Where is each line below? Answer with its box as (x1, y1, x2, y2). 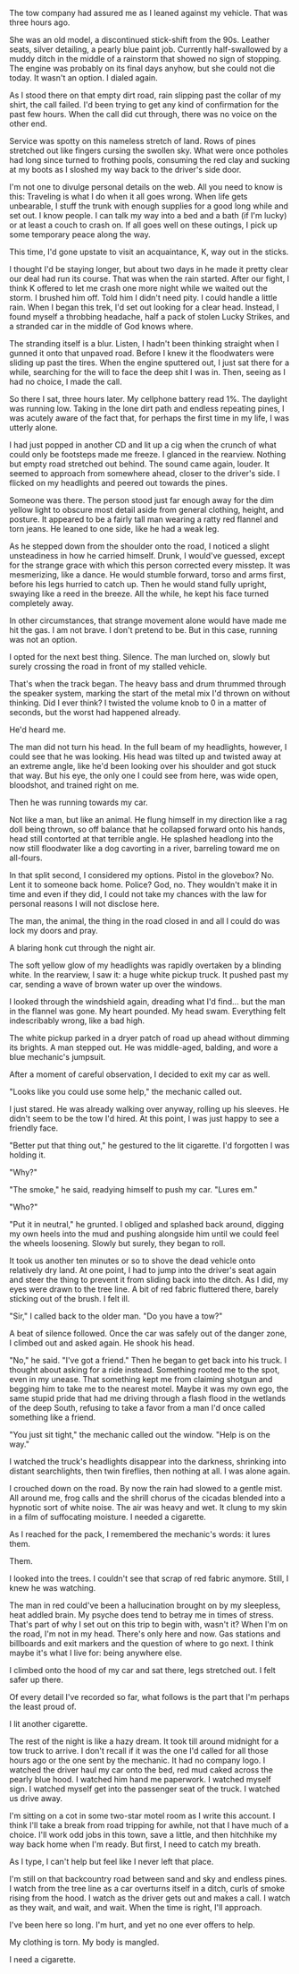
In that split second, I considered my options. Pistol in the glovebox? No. (9, 870, 275, 880)
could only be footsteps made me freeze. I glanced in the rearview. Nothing (9, 449, 287, 459)
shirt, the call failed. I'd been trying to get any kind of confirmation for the (9, 99, 279, 110)
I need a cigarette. (9, 1954, 76, 1964)
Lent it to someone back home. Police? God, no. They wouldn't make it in (9, 879, 278, 890)
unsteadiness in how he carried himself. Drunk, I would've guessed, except (9, 551, 286, 560)
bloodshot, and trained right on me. (9, 780, 139, 790)
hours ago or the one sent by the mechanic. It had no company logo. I (9, 1755, 266, 1765)
